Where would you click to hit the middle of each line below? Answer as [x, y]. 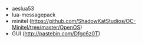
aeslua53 [23, 9]
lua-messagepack [34, 15]
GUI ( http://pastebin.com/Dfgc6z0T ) [56, 34]
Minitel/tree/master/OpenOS [46, 27]
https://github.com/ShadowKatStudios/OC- [84, 21]
